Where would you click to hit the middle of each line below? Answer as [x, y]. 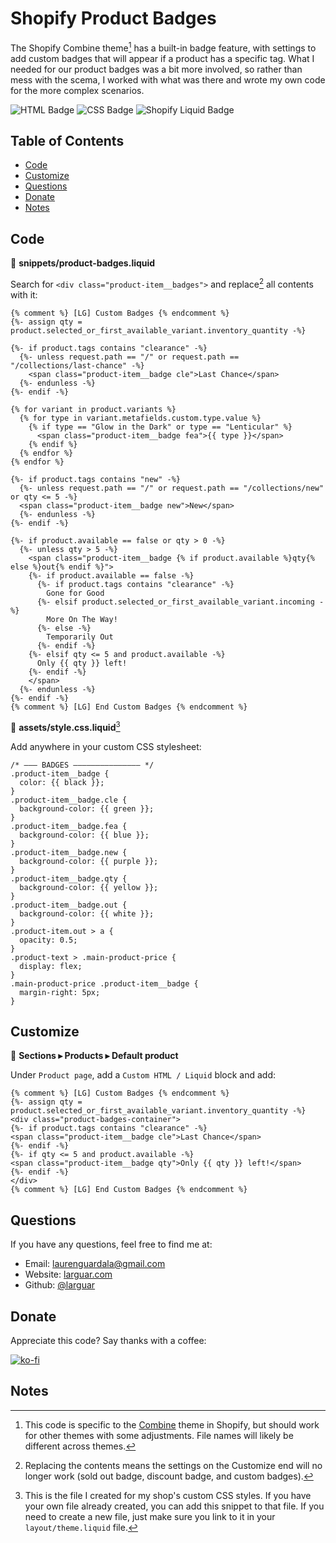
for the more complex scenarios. [77, 90]
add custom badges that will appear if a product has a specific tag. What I [162, 58]
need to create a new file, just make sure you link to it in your [150, 1516]
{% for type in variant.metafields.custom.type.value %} [140, 418]
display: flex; [51, 966]
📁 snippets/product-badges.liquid [83, 263]
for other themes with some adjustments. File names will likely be [159, 1435]
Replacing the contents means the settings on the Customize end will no [173, 1465]
